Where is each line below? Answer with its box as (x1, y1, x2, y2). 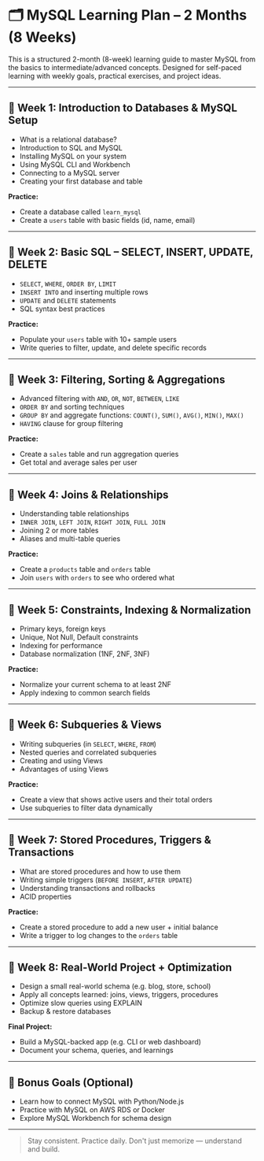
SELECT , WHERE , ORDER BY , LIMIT (19, 279, 116, 288)
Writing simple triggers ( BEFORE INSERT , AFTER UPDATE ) (19, 875, 192, 885)
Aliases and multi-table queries (19, 534, 121, 543)
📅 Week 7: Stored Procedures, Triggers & (8, 833, 211, 847)
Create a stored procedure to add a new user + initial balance (19, 922, 218, 932)
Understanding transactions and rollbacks (19, 883, 156, 892)
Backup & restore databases (19, 1007, 112, 1016)
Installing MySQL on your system (19, 151, 127, 161)
